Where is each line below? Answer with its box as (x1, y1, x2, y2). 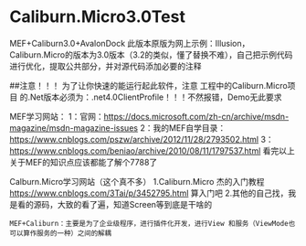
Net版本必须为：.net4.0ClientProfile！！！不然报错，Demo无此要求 (29, 91, 282, 102)
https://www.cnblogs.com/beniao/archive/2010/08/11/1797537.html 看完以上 (9, 144, 295, 156)
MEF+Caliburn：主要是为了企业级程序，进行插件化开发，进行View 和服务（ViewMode (9, 219, 290, 228)
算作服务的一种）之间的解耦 (22, 229, 112, 238)
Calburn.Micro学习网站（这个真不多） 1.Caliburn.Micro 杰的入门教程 (9, 176, 265, 187)
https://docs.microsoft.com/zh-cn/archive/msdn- (103, 111, 290, 122)
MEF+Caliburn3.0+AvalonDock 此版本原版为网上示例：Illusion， (9, 37, 250, 48)
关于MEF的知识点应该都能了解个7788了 (9, 156, 158, 167)
